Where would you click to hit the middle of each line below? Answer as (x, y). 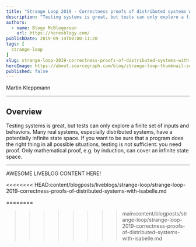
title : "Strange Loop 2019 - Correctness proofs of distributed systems (96, 11)
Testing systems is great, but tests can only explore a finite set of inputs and (98, 126)
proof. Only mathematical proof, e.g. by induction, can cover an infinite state (97, 151)
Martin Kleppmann (28, 88)
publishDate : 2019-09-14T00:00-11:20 (52, 39)
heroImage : (19, 66)
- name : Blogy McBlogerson (44, 28)
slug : (13, 60)
